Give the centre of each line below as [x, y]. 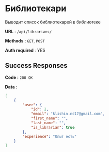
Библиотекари [36, 9]
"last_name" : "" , [48, 123]
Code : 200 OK [19, 77]
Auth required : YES [25, 50]
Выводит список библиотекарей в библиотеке [53, 22]
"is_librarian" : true [53, 127]
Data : [11, 87]
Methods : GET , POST [25, 41]
